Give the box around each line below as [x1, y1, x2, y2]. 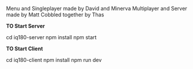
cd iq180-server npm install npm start [6, 34, 97, 40]
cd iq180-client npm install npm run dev [6, 57, 102, 63]
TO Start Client [6, 45, 43, 52]
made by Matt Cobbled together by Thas [6, 11, 104, 18]
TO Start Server [6, 23, 45, 29]
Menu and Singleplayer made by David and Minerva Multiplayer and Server [6, 5, 188, 12]
